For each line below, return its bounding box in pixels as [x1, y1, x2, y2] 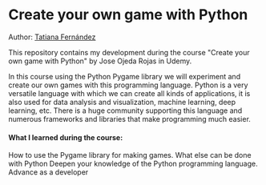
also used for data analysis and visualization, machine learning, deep [8, 97, 236, 107]
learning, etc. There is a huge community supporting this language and [8, 106, 243, 115]
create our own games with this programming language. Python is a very [8, 80, 248, 90]
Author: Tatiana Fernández [8, 32, 96, 42]
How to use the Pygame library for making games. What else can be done [8, 151, 252, 160]
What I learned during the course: [8, 132, 123, 142]
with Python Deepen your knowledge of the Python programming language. [8, 159, 258, 169]
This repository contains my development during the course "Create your [8, 47, 250, 57]
